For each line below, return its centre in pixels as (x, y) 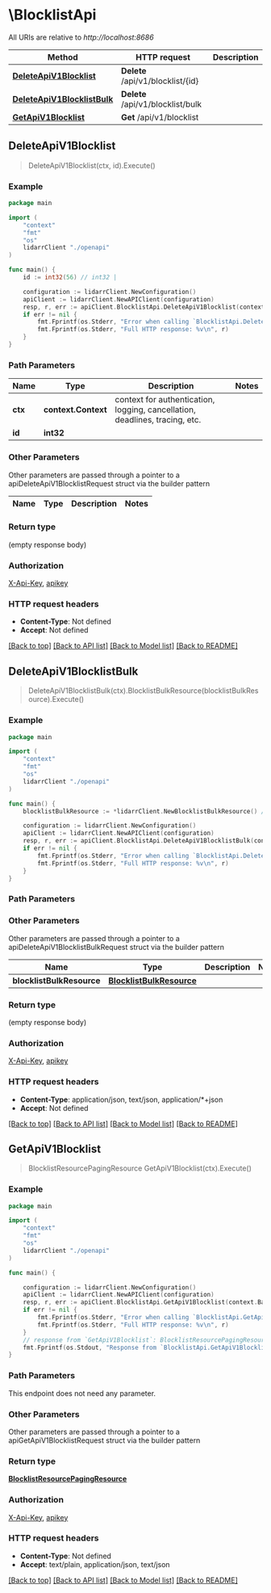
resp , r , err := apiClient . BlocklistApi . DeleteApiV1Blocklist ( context (144, 307)
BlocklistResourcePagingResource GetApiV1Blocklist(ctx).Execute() (140, 1168)
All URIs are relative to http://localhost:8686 (81, 37)
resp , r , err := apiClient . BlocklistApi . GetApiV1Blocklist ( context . (140, 1302)
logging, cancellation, (155, 410)
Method (63, 57)
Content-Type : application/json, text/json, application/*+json (121, 1099)
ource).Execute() (56, 700)
